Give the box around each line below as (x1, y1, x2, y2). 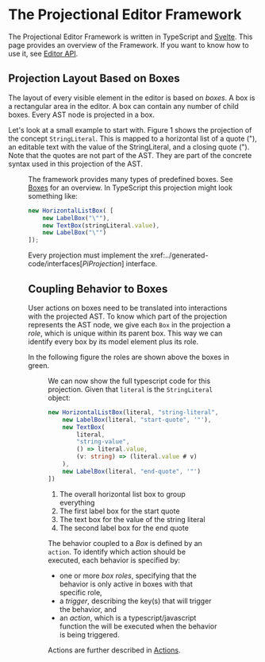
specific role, (59, 587, 102, 597)
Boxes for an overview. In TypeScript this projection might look (28, 183, 232, 192)
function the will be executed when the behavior (59, 621, 217, 631)
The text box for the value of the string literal (59, 514, 205, 524)
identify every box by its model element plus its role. (28, 336, 199, 346)
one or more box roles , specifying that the (59, 571, 197, 580)
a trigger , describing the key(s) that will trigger (59, 596, 212, 606)
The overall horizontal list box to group (59, 489, 186, 498)
